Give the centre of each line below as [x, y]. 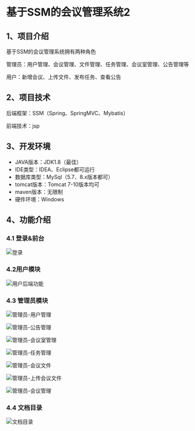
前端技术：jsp [23, 125]
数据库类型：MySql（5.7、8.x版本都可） [64, 177]
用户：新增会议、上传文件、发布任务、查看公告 [64, 77]
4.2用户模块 [23, 269]
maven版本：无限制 [39, 192]
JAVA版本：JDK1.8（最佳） [48, 162]
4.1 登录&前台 [25, 238]
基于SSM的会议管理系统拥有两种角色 [51, 52]
